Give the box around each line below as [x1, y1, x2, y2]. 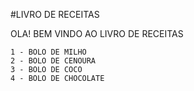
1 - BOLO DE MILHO [10, 47, 87, 57]
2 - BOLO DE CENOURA [10, 56, 97, 66]
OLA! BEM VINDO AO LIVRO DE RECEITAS [10, 28, 184, 39]
